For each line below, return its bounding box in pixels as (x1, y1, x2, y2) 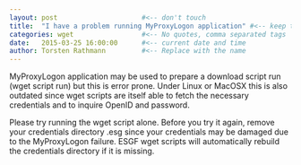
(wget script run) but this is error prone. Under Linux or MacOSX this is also (9, 81, 288, 91)
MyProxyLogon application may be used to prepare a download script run (9, 71, 281, 82)
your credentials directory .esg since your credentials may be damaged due (9, 126, 289, 137)
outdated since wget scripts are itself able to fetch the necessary (9, 91, 249, 101)
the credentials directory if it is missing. (9, 145, 155, 157)
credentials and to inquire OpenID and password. (9, 100, 190, 110)
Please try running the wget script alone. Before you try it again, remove (9, 117, 275, 128)
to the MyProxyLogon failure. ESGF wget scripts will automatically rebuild (9, 136, 280, 147)
